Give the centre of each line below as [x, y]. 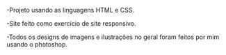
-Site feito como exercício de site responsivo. [71, 23]
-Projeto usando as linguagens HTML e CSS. [71, 10]
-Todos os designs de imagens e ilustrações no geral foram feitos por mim [113, 37]
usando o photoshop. [37, 44]
